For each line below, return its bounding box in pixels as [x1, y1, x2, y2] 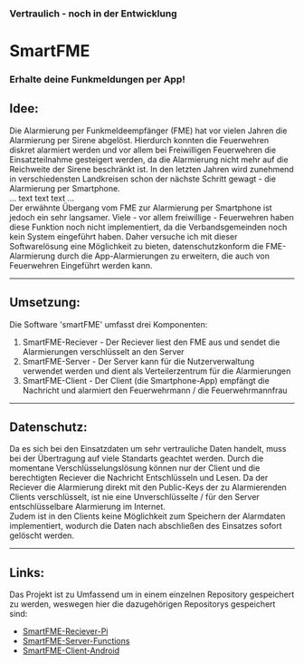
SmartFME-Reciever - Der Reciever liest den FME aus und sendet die [22, 337, 280, 347]
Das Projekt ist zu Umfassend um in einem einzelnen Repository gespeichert [9, 589, 295, 601]
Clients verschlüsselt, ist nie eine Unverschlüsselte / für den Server [9, 492, 260, 503]
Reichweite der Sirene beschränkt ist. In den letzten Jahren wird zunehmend [9, 163, 294, 174]
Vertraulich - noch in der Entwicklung [9, 7, 178, 20]
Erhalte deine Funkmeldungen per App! [9, 73, 185, 86]
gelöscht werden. [9, 530, 75, 542]
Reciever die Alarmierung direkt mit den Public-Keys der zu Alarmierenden [9, 482, 287, 493]
